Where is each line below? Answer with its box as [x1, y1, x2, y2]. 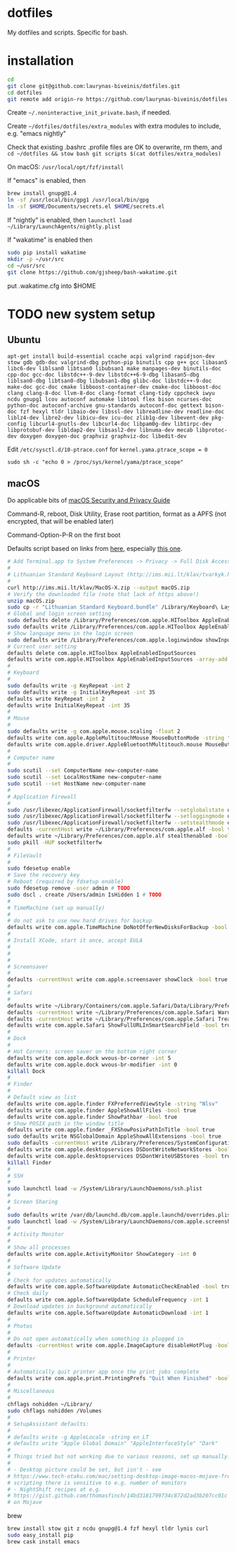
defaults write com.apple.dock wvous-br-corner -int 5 [7, 1054, 171, 1062]
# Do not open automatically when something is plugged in [7, 1335, 184, 1343]
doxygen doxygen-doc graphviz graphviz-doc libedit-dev [20, 432, 188, 440]
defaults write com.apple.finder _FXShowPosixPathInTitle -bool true [7, 1127, 216, 1134]
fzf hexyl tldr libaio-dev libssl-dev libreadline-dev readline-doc [20, 408, 225, 415]
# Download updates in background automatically [7, 1303, 152, 1310]
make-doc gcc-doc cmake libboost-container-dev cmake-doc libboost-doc [7, 383, 221, 391]
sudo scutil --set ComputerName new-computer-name [7, 767, 159, 774]
